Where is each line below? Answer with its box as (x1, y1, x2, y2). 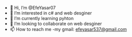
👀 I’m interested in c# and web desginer (9, 10, 92, 16)
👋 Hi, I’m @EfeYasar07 (9, 5, 56, 10)
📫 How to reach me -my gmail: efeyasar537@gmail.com (9, 26, 127, 32)
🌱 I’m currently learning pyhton (9, 15, 74, 21)
